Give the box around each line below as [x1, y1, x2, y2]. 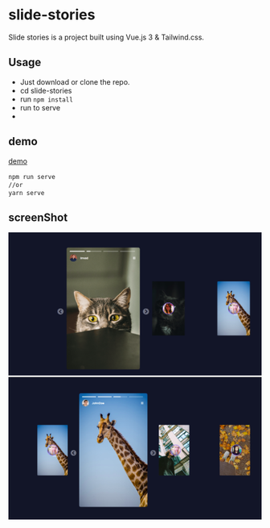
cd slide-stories [19, 85, 72, 95]
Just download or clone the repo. [19, 77, 130, 86]
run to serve [19, 102, 61, 112]
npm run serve [8, 173, 56, 181]
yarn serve [8, 189, 45, 197]
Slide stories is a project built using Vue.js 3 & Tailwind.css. [8, 32, 205, 42]
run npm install [19, 94, 74, 104]
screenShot [8, 210, 68, 224]
